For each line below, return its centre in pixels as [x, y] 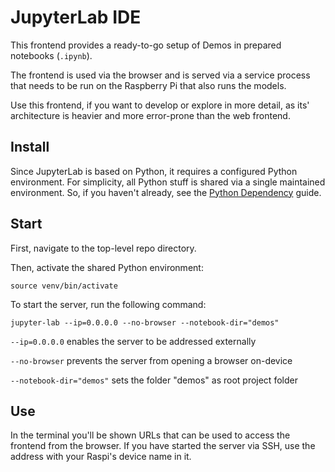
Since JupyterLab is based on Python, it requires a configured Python [154, 171]
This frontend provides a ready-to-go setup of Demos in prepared [146, 45]
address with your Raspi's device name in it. [101, 457]
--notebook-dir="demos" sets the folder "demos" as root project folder [154, 380]
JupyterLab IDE [76, 17]
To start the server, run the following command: [108, 304]
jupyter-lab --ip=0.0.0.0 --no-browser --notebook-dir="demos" [145, 322]
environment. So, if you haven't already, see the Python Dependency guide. [166, 192]
